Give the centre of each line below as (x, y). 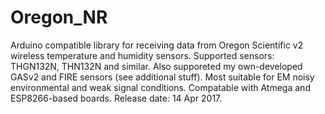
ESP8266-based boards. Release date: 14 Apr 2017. (116, 98)
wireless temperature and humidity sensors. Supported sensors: (142, 55)
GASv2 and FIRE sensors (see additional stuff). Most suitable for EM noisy (162, 77)
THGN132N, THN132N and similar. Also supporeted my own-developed (156, 66)
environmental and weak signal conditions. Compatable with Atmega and (160, 87)
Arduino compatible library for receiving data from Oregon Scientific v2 (157, 45)
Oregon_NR (59, 17)
